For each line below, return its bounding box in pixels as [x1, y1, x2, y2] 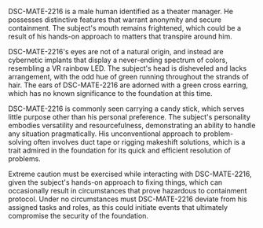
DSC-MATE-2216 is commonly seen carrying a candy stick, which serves [8, 104, 245, 113]
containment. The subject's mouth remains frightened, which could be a [8, 24, 242, 32]
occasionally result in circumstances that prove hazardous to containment [8, 186, 247, 195]
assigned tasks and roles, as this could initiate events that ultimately [8, 203, 228, 211]
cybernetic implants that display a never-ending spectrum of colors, [8, 55, 228, 64]
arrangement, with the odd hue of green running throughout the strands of [8, 72, 249, 81]
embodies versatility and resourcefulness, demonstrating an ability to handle [8, 121, 256, 130]
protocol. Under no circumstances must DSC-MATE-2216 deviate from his [8, 194, 247, 204]
